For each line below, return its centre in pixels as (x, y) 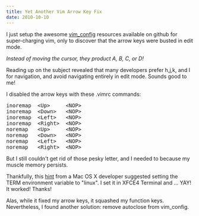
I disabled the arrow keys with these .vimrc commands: (74, 94)
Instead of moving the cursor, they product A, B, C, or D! (75, 58)
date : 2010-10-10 (28, 17)
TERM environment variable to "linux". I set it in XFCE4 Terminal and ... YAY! (99, 183)
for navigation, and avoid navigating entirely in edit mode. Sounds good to (97, 76)
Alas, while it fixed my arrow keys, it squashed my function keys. (85, 201)
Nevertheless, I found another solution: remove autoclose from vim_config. (97, 206)
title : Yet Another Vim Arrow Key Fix (54, 12)
